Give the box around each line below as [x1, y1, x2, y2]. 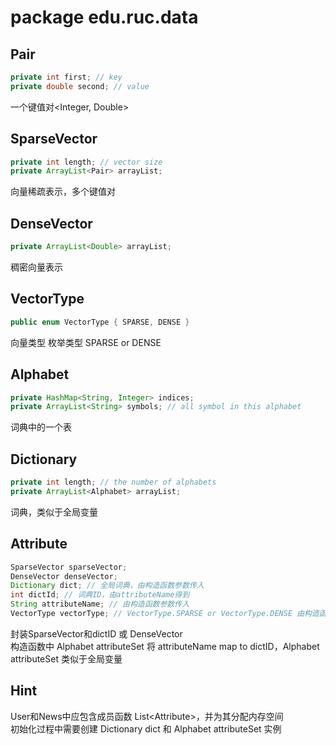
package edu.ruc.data [10, 6, 199, 29]
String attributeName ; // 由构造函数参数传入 [10, 599, 190, 610]
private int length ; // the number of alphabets [10, 477, 217, 488]
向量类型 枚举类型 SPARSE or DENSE [10, 336, 162, 348]
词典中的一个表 [10, 421, 72, 433]
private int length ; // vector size [10, 157, 163, 167]
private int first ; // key [10, 72, 123, 82]
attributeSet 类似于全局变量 [10, 652, 123, 665]
